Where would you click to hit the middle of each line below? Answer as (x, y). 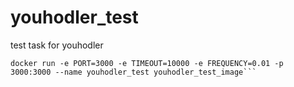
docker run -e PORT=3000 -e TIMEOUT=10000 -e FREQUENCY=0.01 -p (147, 63)
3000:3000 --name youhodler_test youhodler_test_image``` (133, 72)
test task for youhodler (57, 45)
